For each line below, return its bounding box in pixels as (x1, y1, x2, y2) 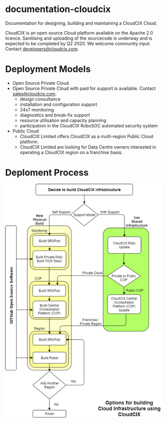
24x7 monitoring (19, 106, 54, 112)
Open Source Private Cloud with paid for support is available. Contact (12, 85, 156, 91)
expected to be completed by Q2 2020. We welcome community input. (5, 40, 151, 46)
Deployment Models (5, 64, 91, 75)
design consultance (19, 96, 61, 102)
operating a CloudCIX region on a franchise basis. (19, 149, 123, 155)
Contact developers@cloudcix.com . (5, 46, 79, 52)
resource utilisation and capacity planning (19, 117, 106, 123)
